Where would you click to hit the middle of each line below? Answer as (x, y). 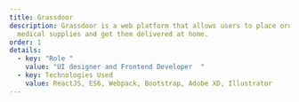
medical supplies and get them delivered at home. (113, 34)
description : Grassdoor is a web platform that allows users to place (143, 26)
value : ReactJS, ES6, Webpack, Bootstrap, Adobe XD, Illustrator (149, 83)
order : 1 (25, 42)
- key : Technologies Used (65, 75)
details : (25, 51)
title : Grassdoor (41, 17)
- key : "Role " (45, 59)
